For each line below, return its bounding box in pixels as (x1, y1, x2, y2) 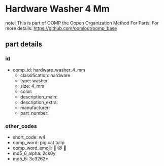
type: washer (20, 77, 48, 84)
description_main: (20, 93, 58, 99)
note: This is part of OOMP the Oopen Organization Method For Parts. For (5, 20, 159, 26)
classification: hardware (20, 72, 71, 78)
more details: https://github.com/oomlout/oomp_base (5, 25, 117, 31)
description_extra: (20, 99, 58, 105)
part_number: (20, 110, 49, 116)
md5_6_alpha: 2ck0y (12, 150, 56, 156)
